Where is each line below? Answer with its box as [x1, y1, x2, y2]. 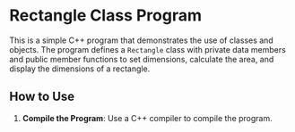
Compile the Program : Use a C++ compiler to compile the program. [22, 112, 273, 123]
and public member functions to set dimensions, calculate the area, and [9, 54, 274, 64]
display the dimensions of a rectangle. [9, 63, 151, 74]
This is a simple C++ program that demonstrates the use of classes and [9, 35, 273, 45]
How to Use [9, 89, 75, 104]
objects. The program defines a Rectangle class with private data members [9, 44, 287, 54]
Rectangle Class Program [9, 5, 202, 26]
